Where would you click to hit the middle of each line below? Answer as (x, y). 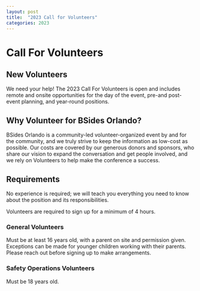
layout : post (22, 12)
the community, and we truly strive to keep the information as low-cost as (97, 141)
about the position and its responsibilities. (57, 200)
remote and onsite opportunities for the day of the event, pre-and (87, 95)
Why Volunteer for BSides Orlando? (74, 120)
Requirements (33, 179)
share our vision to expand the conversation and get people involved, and (97, 154)
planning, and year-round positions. (65, 102)
